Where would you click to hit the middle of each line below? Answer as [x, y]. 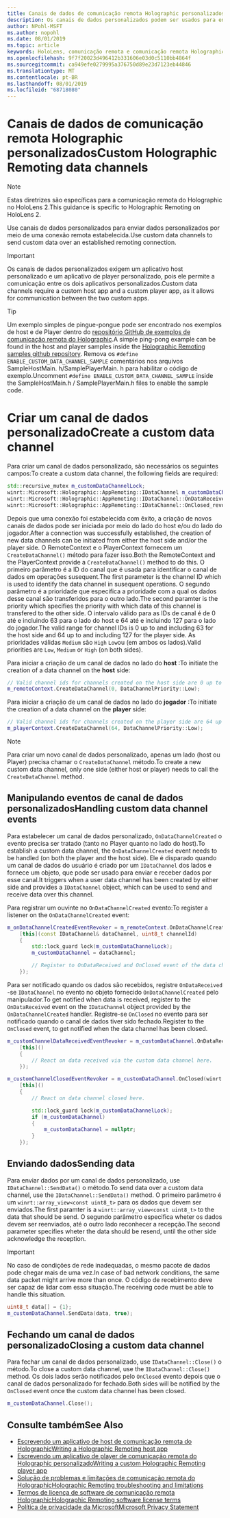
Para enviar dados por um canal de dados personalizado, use [93, 1180]
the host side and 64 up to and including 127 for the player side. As [102, 635]
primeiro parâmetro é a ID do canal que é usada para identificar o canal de [112, 569]
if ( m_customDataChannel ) [69, 1117]
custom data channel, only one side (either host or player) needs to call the [113, 769]
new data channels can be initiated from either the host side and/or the [107, 540]
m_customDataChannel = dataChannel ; [84, 953]
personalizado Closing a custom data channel [106, 1345]
